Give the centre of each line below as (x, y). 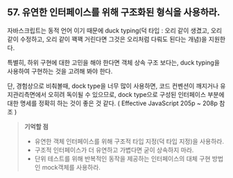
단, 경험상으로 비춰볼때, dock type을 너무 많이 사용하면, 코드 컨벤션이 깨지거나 (113, 86)
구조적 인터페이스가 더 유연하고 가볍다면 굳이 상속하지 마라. (114, 150)
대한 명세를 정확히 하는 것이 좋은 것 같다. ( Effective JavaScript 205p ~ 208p (113, 103)
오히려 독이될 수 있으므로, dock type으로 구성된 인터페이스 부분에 (136, 94)
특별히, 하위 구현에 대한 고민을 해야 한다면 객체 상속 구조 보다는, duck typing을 (114, 62)
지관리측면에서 (27, 94)
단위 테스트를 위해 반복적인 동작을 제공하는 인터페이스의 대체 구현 (122, 159)
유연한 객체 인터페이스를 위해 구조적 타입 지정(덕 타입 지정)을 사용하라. (129, 141)
